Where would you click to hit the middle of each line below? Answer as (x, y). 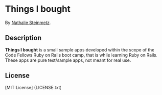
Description (23, 38)
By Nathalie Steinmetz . (28, 23)
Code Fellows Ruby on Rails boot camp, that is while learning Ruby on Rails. (81, 55)
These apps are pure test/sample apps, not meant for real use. (68, 60)
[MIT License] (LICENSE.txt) (34, 87)
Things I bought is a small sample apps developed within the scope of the (80, 49)
